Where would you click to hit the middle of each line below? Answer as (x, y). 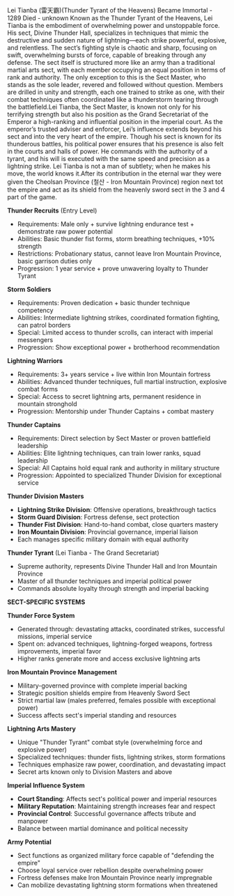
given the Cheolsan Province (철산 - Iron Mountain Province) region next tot (115, 182)
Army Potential (29, 842)
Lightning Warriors (35, 361)
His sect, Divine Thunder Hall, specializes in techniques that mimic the (108, 33)
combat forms (37, 389)
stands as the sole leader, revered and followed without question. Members (115, 85)
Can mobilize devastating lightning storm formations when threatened (117, 885)
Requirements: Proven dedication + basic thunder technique (103, 303)
